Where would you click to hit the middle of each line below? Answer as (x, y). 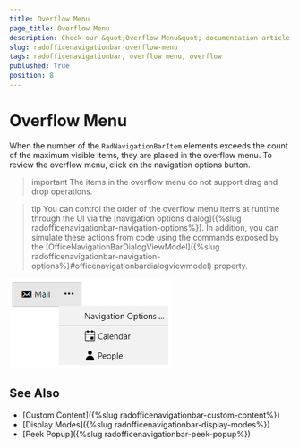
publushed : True (39, 66)
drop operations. (62, 191)
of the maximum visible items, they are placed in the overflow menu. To (141, 155)
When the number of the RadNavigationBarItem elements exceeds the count (149, 145)
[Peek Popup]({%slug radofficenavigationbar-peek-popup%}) (136, 434)
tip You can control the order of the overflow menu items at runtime (155, 208)
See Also (34, 393)
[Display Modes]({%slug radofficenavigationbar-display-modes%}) (146, 424)
